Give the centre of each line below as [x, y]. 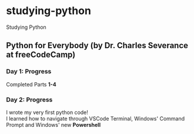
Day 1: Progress [29, 72]
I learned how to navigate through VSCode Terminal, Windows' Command [96, 118]
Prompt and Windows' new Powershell [53, 125]
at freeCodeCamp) [41, 55]
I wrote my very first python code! [47, 112]
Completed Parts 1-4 [31, 84]
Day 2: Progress [29, 99]
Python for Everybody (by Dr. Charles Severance [97, 46]
